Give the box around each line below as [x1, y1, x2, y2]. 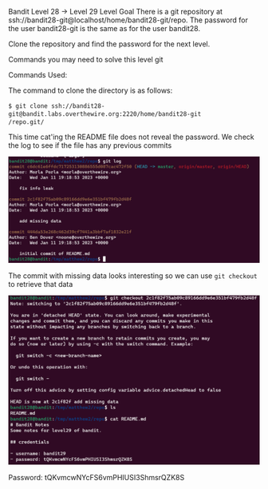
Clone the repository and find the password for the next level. [8, 39, 211, 49]
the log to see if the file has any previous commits [8, 141, 172, 150]
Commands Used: [8, 70, 68, 79]
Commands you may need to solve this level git [8, 55, 164, 64]
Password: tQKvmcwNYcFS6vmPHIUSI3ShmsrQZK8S [8, 472, 185, 482]
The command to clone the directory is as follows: [8, 85, 173, 95]
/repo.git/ [8, 118, 45, 126]
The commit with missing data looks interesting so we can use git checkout [8, 271, 258, 280]
